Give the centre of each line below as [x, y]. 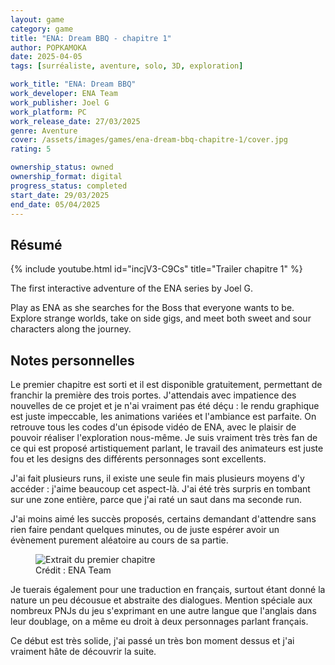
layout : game [37, 19]
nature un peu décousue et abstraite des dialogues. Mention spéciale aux [161, 600]
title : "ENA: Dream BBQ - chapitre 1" [91, 38]
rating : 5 [31, 149]
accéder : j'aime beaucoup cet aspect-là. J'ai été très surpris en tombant [160, 489]
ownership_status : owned [62, 167]
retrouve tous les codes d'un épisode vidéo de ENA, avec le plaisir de [153, 427]
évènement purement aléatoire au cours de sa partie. [119, 540]
